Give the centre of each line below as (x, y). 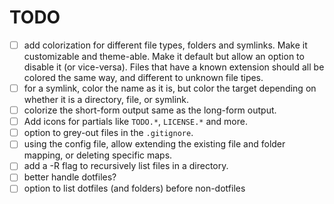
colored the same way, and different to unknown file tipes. (143, 77)
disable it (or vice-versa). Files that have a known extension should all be (174, 67)
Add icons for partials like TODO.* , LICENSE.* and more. (135, 122)
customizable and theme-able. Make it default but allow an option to (164, 56)
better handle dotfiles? (70, 177)
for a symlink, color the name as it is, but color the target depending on (170, 88)
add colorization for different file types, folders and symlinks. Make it (165, 45)
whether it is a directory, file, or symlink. (106, 100)
